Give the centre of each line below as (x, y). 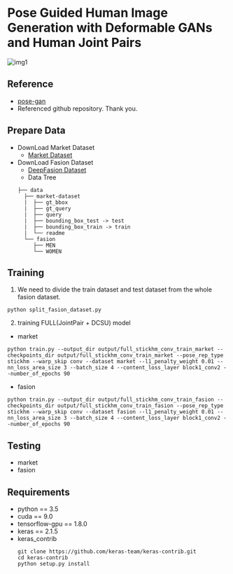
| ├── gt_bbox (46, 202)
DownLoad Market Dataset (56, 147)
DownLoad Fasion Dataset (55, 162)
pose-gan (31, 101)
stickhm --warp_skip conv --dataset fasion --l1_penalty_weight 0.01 (111, 412)
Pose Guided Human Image (87, 13)
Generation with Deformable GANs (110, 28)
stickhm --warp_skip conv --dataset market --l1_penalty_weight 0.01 (111, 362)
